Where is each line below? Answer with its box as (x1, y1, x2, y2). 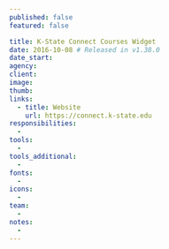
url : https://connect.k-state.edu (25, 111, 152, 120)
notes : (9, 217, 34, 226)
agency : (9, 62, 38, 71)
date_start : (9, 54, 53, 63)
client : (9, 70, 38, 79)
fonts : (9, 169, 34, 177)
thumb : (9, 86, 34, 95)
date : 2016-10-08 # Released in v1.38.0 (9, 45, 161, 54)
